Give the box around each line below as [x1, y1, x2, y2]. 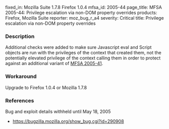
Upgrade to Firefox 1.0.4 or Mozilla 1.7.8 [5, 84, 87, 90]
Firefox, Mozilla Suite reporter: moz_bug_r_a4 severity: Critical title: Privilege [5, 15, 164, 21]
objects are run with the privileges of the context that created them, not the [5, 50, 161, 56]
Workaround [5, 73, 37, 80]
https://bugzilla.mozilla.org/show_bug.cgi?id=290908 [12, 118, 125, 124]
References [5, 97, 34, 104]
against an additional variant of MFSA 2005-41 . [5, 60, 103, 67]
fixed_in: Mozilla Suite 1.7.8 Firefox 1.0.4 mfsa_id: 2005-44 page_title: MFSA [5, 5, 162, 10]
